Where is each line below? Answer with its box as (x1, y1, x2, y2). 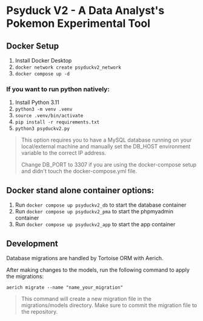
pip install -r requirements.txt (15, 119, 100, 125)
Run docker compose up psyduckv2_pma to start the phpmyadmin (15, 208, 174, 215)
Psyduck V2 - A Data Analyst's (6, 4, 165, 18)
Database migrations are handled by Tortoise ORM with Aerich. (6, 254, 164, 261)
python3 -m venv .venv (15, 106, 73, 112)
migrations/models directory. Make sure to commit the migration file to (21, 302, 198, 309)
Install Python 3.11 (15, 98, 59, 106)
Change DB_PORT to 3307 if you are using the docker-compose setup (21, 161, 197, 168)
